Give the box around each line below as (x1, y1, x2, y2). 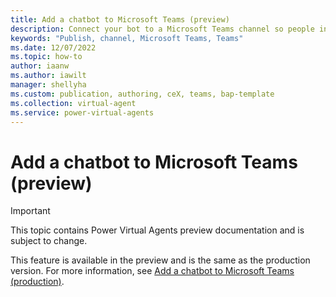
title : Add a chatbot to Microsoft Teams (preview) (10, 14, 230, 25)
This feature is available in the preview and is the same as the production (10, 254, 311, 266)
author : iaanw (10, 61, 70, 71)
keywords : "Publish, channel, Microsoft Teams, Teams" (10, 33, 244, 43)
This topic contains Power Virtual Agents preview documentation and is (10, 224, 305, 236)
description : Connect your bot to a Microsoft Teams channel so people (10, 24, 315, 34)
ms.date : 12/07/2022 (10, 42, 97, 53)
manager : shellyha (10, 80, 87, 90)
